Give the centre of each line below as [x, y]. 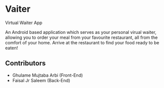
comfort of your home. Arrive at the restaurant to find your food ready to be [82, 42]
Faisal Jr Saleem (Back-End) [41, 80]
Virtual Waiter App [24, 23]
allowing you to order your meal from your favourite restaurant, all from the [82, 37]
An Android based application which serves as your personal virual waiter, [81, 32]
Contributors [26, 63]
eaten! [12, 48]
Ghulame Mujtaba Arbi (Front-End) [48, 75]
